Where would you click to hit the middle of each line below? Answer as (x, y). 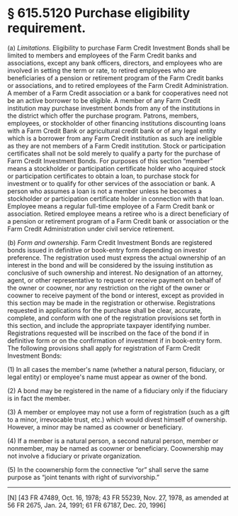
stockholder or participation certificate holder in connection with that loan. (116, 198)
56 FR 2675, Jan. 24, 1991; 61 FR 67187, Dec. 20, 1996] (87, 505)
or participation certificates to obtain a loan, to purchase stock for (103, 176)
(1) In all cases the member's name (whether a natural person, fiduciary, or (116, 369)
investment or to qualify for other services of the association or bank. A (112, 183)
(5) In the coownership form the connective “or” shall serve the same (108, 469)
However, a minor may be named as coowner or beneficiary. (95, 427)
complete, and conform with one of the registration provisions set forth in (114, 318)
